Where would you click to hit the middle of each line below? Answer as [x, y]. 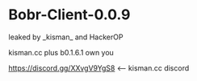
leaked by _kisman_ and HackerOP [66, 37]
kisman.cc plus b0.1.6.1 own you [61, 52]
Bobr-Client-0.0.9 [69, 15]
